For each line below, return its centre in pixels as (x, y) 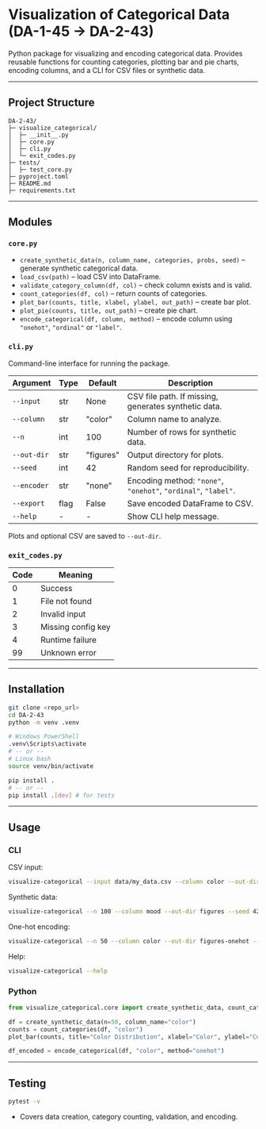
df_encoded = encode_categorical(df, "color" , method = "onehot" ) (116, 1051)
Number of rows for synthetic (182, 432)
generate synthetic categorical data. (79, 268)
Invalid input (63, 614)
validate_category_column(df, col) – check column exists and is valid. (135, 285)
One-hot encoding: (39, 927)
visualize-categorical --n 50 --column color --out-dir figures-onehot (129, 941)
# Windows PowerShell (44, 737)
